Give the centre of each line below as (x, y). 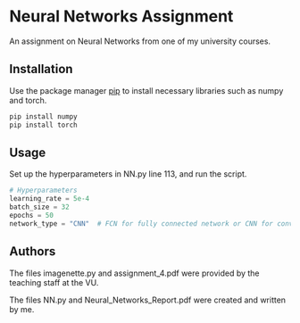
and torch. (28, 100)
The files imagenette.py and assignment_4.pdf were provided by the (135, 273)
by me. (22, 309)
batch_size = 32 (39, 207)
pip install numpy (43, 116)
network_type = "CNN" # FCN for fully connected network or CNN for (142, 224)
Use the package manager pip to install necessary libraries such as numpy (146, 90)
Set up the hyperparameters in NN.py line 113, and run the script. (128, 174)
